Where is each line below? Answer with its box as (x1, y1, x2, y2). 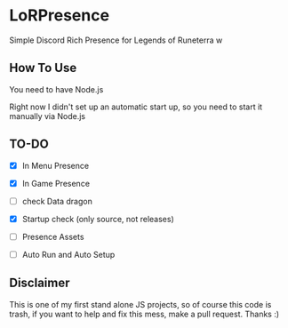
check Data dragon (21, 196, 93, 206)
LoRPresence (9, 5, 109, 26)
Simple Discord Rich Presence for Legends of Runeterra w (9, 35, 223, 45)
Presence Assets (21, 231, 84, 242)
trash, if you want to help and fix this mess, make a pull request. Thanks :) (9, 308, 280, 319)
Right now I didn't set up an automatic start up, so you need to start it (9, 101, 263, 112)
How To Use (9, 60, 77, 76)
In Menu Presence (21, 160, 90, 171)
